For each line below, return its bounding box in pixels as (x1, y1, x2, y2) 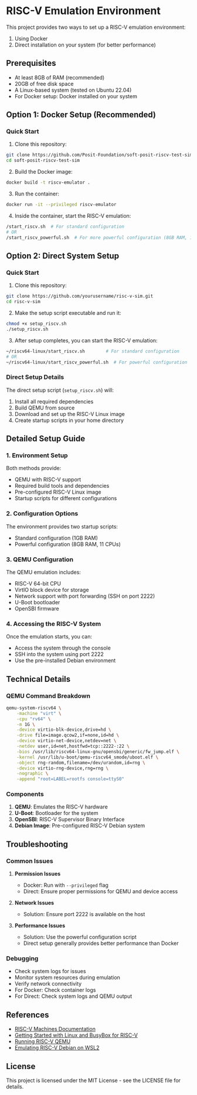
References (6, 1010, 49, 1020)
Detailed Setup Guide (6, 434, 86, 444)
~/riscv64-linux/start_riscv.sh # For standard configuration (6, 348, 180, 354)
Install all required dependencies (14, 398, 94, 405)
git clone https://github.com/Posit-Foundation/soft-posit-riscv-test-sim (6, 152, 193, 158)
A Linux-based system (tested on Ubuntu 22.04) (14, 86, 132, 94)
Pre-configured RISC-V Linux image (14, 488, 101, 495)
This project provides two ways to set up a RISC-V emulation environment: (6, 24, 186, 31)
